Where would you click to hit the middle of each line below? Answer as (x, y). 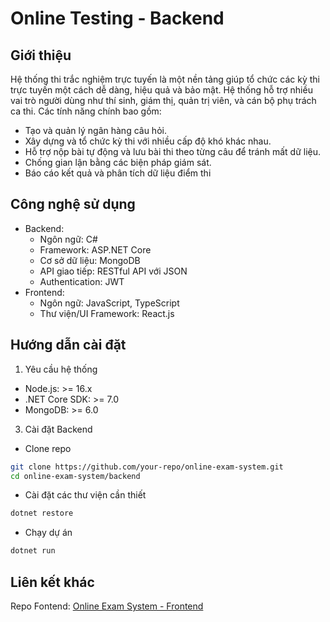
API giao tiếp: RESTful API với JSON (113, 271)
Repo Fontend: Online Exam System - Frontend (107, 606)
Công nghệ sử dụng (73, 204)
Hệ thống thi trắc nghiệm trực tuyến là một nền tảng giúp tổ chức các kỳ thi (165, 79)
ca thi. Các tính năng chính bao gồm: (86, 111)
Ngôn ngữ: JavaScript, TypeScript (109, 303)
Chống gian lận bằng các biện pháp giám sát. (118, 162)
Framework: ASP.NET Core (95, 249)
